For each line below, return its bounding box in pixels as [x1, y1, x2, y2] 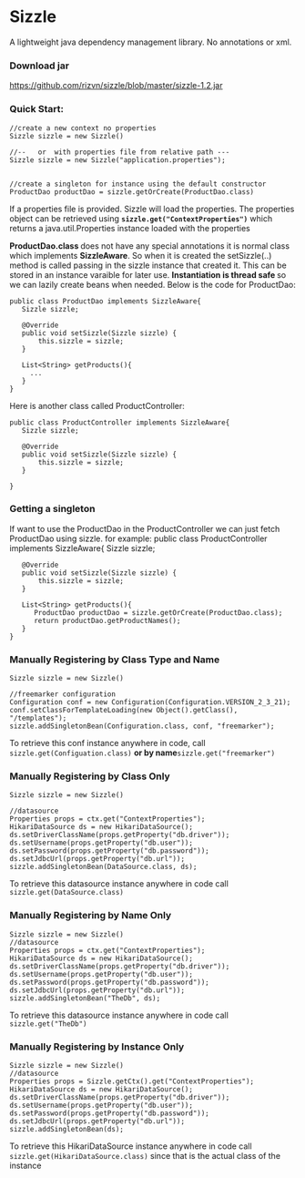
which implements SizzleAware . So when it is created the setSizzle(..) [9, 250, 272, 261]
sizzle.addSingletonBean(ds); [9, 1125, 125, 1134]
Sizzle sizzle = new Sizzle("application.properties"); [9, 155, 226, 165]
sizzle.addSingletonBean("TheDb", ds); [9, 993, 161, 1003]
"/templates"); [9, 713, 67, 723]
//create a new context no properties [9, 123, 157, 133]
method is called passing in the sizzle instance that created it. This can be [9, 260, 287, 271]
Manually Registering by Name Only [9, 909, 172, 922]
